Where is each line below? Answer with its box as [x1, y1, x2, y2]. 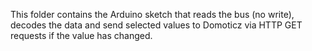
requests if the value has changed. [10, 30, 153, 41]
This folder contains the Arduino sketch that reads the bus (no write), [10, 9, 295, 20]
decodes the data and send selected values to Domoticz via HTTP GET [10, 19, 303, 31]
